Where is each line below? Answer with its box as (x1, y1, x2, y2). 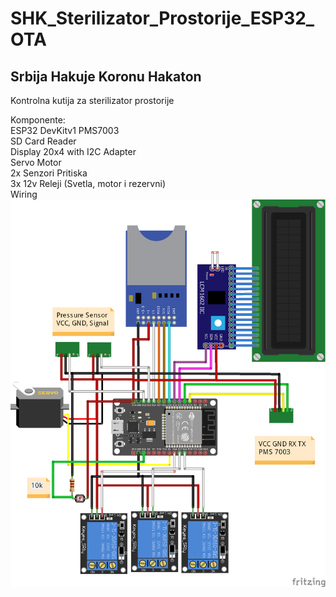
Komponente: (10, 114, 66, 126)
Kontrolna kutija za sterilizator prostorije (10, 95, 175, 106)
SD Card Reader (10, 135, 77, 147)
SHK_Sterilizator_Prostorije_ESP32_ (10, 7, 315, 30)
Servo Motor (10, 157, 62, 168)
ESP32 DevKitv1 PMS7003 (10, 125, 120, 136)
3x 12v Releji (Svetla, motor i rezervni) (10, 178, 166, 189)
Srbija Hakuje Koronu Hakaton (10, 68, 202, 85)
